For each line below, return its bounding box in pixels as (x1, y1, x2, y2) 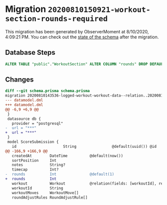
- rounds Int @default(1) (5, 172, 114, 177)
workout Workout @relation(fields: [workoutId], (11, 181, 157, 186)
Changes (5, 76, 34, 84)
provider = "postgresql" (11, 121, 64, 126)
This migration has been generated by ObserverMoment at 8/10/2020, (5, 28, 149, 34)
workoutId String (11, 186, 64, 191)
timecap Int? (11, 167, 59, 172)
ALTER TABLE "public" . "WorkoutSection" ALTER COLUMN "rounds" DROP (5, 61, 148, 67)
